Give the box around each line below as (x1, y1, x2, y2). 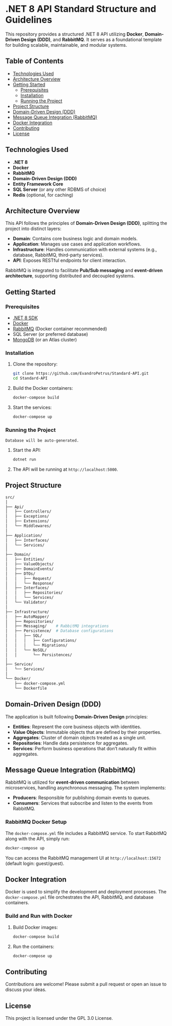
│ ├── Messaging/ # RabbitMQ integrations (5, 623, 109, 629)
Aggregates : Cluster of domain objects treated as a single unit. (12, 734, 146, 740)
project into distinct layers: (5, 225, 62, 232)
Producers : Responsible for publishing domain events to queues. (12, 794, 150, 801)
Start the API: (12, 447, 41, 453)
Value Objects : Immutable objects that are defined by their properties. (12, 729, 162, 735)
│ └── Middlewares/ (5, 523, 52, 529)
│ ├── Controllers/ (5, 509, 52, 514)
